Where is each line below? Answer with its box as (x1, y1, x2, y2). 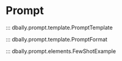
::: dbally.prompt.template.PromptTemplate (5, 24, 113, 31)
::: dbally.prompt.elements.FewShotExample (5, 47, 117, 55)
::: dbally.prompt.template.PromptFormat (5, 35, 108, 43)
